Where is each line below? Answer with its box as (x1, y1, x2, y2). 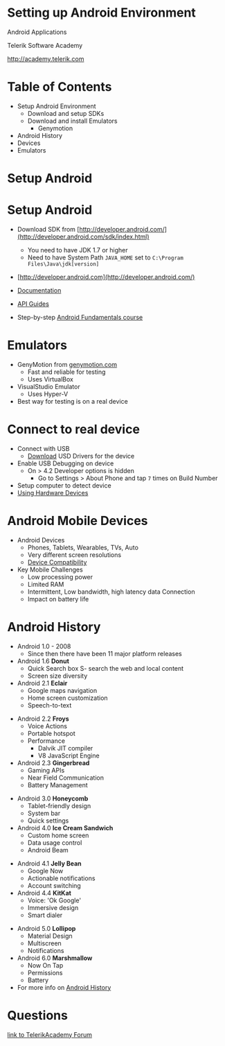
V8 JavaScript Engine (37, 751, 100, 760)
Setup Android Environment (17, 102, 96, 110)
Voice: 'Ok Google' (27, 896, 82, 904)
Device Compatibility (27, 558, 87, 566)
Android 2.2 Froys (17, 714, 69, 723)
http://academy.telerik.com (7, 54, 84, 63)
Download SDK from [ (17, 225, 80, 233)
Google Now (27, 866, 64, 875)
